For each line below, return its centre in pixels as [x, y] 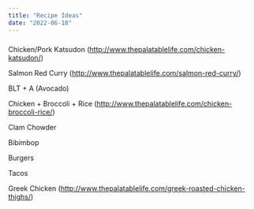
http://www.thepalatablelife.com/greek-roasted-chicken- [153, 188]
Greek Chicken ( [35, 188]
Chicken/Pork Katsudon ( [49, 50]
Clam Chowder [32, 128]
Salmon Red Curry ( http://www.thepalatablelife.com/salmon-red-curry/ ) [125, 73]
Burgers [21, 158]
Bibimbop [24, 143]
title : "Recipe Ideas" [45, 15]
